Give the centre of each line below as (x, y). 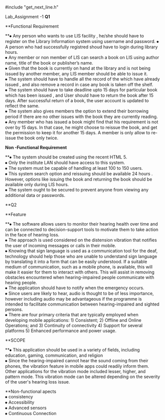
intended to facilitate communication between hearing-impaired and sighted (82, 304)
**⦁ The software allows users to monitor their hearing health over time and (82, 224)
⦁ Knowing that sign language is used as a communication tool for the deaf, (81, 251)
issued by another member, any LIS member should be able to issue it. (76, 74)
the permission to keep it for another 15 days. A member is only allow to (78, 133)
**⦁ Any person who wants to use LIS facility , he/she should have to (75, 36)
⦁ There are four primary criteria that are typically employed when (72, 315)
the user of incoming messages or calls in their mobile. (61, 246)
